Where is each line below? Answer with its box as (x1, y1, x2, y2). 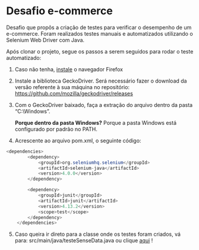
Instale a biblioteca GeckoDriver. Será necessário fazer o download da (14, 77, 187, 84)
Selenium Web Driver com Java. (6, 36, 85, 43)
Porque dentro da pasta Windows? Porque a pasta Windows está (14, 119, 177, 126)
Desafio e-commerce (6, 4, 113, 18)
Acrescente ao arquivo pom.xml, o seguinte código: (14, 137, 141, 144)
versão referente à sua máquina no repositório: (14, 83, 129, 90)
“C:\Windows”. (14, 107, 50, 115)
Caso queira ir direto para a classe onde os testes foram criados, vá (14, 230, 181, 238)
